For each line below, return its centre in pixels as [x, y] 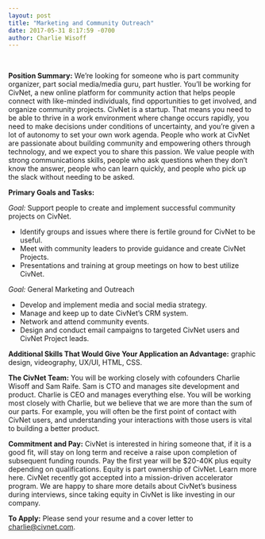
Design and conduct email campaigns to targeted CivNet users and [129, 330]
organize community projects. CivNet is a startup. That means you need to [130, 110]
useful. [31, 240]
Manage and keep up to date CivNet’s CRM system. [104, 313]
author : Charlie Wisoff [48, 38]
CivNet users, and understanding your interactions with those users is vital [130, 420]
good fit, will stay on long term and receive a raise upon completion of [123, 452]
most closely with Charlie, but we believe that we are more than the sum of [131, 403]
